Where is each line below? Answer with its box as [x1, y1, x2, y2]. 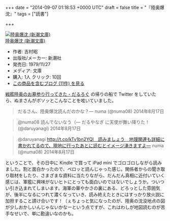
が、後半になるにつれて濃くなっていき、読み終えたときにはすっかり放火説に [5, 192, 165, 197]
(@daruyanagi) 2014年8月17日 [17, 125, 81, 131]
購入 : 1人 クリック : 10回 [12, 74, 61, 80]
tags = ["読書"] [17, 11, 49, 17]
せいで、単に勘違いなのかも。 [14, 210, 77, 216]
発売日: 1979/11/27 [12, 61, 51, 67]
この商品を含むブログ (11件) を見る [12, 80, 85, 86]
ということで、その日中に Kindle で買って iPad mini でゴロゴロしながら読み [5, 160, 162, 166]
